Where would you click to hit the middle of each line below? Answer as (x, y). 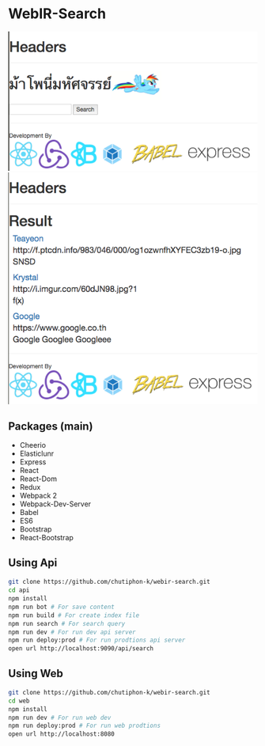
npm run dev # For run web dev (60, 718)
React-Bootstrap (46, 538)
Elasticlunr (37, 454)
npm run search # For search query (67, 623)
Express (33, 462)
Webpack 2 (38, 496)
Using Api (33, 562)
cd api (19, 590)
